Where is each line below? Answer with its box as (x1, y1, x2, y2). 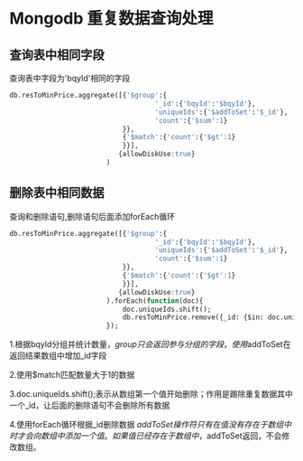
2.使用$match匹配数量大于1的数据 (9, 370, 135, 381)
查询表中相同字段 (9, 47, 105, 62)
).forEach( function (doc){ (106, 296, 204, 306)
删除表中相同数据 (9, 185, 105, 201)
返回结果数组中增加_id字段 (9, 350, 107, 362)
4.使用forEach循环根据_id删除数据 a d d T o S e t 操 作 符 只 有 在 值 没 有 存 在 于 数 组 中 (9, 419, 291, 430)
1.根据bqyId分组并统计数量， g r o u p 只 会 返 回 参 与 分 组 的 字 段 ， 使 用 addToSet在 (9, 339, 291, 350)
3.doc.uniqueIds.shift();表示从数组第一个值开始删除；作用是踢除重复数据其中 (9, 389, 293, 400)
